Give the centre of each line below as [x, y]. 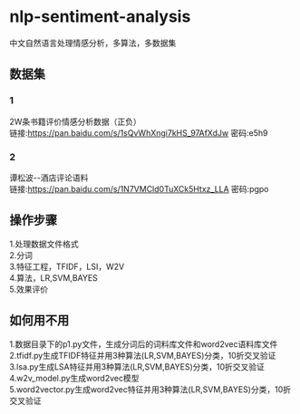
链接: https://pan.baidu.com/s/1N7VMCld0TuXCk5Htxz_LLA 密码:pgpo [139, 188]
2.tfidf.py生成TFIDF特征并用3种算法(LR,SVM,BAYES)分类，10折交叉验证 [143, 355]
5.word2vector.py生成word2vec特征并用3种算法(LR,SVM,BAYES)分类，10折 [150, 389]
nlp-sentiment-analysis [100, 17]
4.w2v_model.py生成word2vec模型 [74, 378]
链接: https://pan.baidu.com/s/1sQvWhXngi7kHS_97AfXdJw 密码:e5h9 [139, 132]
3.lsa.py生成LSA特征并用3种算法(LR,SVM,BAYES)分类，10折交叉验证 [137, 366]
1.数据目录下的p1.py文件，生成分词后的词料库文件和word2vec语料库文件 [144, 344]
